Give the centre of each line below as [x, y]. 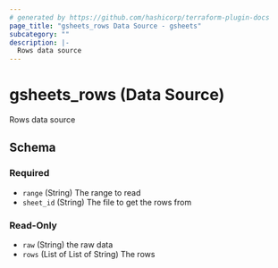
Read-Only [34, 225]
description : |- [39, 42]
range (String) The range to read [81, 192]
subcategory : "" [39, 34]
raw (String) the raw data [67, 245]
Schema [33, 148]
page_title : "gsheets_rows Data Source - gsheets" [105, 26]
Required [29, 173]
